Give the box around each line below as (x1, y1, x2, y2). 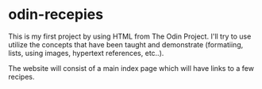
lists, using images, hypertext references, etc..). (8, 48, 164, 57)
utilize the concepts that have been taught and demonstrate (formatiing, (8, 39, 244, 49)
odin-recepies (8, 6, 104, 24)
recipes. (8, 72, 35, 81)
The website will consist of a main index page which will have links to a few (8, 63, 254, 72)
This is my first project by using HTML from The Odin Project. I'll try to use (8, 32, 252, 41)
